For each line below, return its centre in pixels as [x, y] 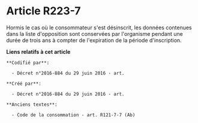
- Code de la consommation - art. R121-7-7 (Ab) [73, 115]
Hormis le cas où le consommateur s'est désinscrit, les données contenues [99, 27]
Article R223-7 [43, 11]
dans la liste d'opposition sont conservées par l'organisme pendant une [94, 33]
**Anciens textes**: [32, 104]
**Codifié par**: [28, 63]
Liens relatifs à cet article [38, 51]
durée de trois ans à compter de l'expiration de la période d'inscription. [94, 40]
